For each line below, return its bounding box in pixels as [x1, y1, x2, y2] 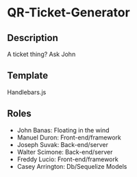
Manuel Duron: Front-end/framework [16, 133, 122, 141]
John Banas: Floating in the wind [16, 126, 110, 134]
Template [7, 70, 49, 81]
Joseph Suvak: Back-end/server [16, 140, 108, 148]
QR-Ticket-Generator [7, 5, 130, 21]
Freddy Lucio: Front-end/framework [16, 155, 119, 163]
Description [7, 32, 58, 44]
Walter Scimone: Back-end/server [16, 148, 113, 156]
